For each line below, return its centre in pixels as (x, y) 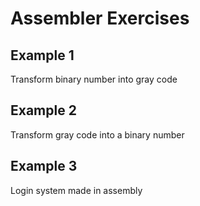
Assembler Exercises (100, 18)
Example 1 (42, 55)
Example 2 (43, 110)
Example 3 (44, 166)
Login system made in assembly (76, 190)
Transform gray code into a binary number (97, 134)
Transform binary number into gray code (94, 79)
